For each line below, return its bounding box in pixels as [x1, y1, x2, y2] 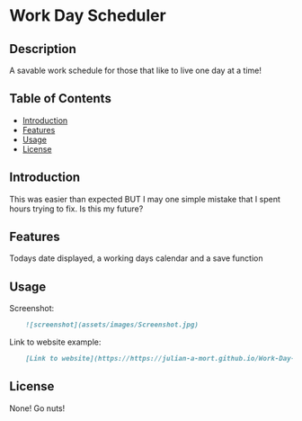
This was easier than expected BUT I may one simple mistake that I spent [9, 193, 281, 204]
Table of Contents [9, 91, 112, 106]
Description [9, 41, 76, 57]
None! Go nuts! [9, 402, 66, 414]
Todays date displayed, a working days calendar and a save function [9, 253, 263, 264]
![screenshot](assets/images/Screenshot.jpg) [25, 320, 200, 329]
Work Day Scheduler [9, 5, 166, 26]
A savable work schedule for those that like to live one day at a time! [9, 65, 262, 76]
